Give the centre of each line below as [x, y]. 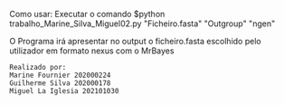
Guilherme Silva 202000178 [60, 83]
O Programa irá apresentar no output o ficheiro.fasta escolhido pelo [135, 41]
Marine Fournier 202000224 [60, 75]
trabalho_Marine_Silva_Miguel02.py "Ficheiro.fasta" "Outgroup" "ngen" [142, 24]
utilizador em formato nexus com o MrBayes [92, 51]
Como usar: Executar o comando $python [87, 14]
